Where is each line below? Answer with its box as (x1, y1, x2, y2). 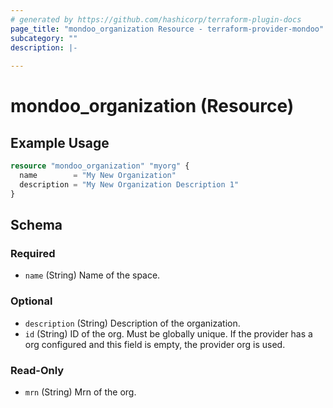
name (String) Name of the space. (24, 269, 161, 281)
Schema (10, 217, 63, 234)
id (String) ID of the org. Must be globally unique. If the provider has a (24, 327, 313, 340)
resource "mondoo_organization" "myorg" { (10, 161, 190, 171)
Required (10, 246, 56, 260)
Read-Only (10, 363, 65, 377)
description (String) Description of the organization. (24, 317, 241, 329)
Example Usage (10, 134, 110, 151)
